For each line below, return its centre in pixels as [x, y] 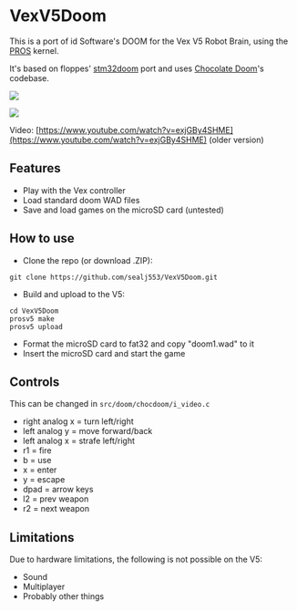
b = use [37, 461]
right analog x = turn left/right [78, 421]
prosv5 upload [36, 326]
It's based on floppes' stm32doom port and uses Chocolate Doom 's [137, 68]
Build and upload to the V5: [74, 294]
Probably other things [63, 596]
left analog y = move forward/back [87, 431]
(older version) [236, 140]
